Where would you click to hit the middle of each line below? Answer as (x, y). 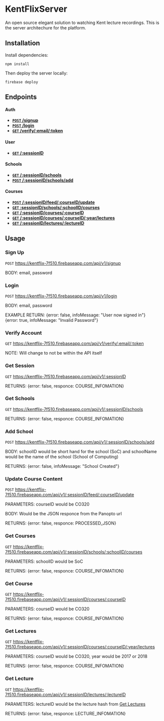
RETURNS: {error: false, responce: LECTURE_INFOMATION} (65, 713)
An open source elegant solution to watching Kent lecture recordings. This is (82, 23)
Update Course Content (34, 479)
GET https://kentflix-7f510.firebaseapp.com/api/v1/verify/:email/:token (74, 343)
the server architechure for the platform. (46, 27)
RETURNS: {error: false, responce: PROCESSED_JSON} (61, 523)
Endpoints (21, 97)
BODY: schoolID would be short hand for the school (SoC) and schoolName (81, 452)
